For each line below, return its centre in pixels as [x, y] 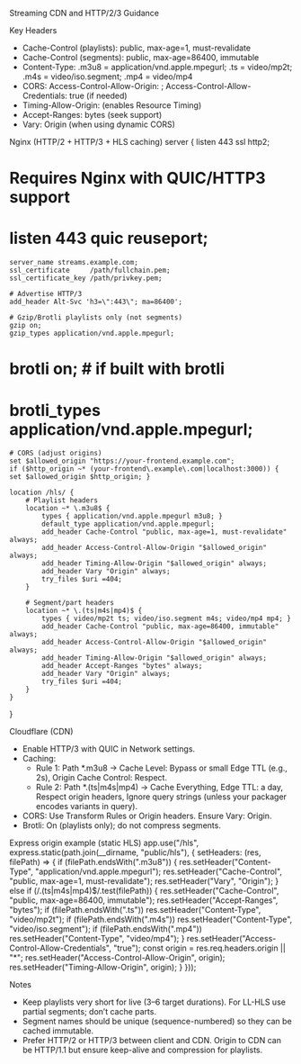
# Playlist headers [62, 500]
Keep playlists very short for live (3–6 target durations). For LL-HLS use [154, 1002]
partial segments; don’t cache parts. [89, 1012]
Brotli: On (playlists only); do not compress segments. [122, 825]
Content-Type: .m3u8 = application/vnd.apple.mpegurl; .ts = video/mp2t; [157, 67]
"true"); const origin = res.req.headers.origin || [199, 948]
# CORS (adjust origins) [56, 454]
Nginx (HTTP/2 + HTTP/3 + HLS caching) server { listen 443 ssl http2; [140, 142]
